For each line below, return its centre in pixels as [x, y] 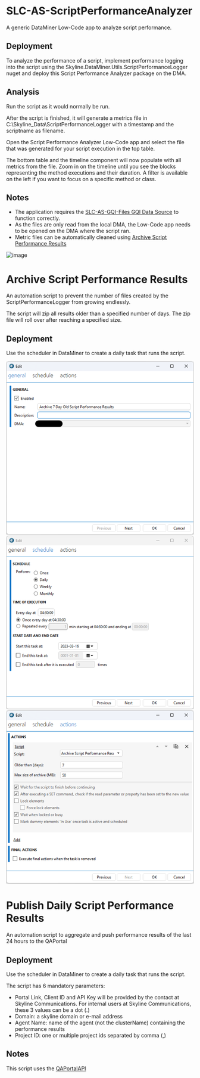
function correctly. [37, 218]
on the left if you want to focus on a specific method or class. [81, 179]
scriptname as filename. [36, 131]
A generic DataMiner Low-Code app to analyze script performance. [89, 27]
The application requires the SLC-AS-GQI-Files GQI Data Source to [97, 212]
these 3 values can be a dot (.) [52, 1010]
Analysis [23, 92]
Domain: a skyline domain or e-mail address [69, 1016]
